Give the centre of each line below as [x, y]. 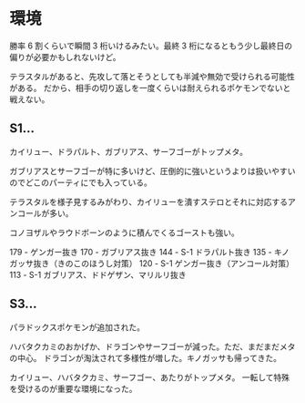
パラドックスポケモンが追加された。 [77, 327]
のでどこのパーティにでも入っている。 [81, 182]
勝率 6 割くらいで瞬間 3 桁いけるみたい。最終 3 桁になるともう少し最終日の [151, 46]
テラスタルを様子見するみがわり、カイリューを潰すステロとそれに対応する [149, 201]
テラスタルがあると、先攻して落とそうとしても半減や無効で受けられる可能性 [152, 76]
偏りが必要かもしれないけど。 [65, 57]
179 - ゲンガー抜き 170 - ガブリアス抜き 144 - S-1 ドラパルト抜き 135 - [141, 252]
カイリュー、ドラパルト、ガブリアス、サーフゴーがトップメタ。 [129, 151]
